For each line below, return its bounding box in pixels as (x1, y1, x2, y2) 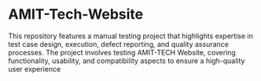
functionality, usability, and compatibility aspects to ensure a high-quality (8, 56, 245, 65)
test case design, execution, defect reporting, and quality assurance (8, 39, 230, 48)
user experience (8, 64, 61, 73)
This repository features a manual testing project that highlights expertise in (8, 31, 253, 40)
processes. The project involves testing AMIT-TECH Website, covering (8, 48, 236, 57)
